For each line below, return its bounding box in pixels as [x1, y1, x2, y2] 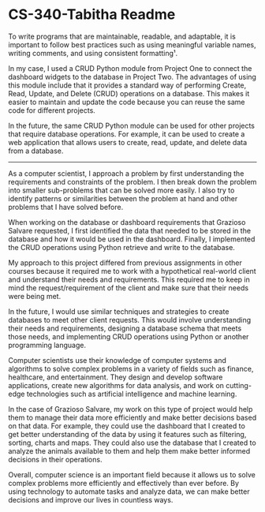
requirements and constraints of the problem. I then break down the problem [8, 177, 257, 186]
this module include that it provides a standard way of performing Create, [8, 80, 247, 90]
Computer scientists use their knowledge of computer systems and [8, 355, 227, 364]
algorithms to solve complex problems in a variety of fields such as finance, [8, 364, 254, 373]
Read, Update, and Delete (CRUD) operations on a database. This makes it [8, 88, 250, 98]
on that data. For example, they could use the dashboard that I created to [8, 420, 246, 431]
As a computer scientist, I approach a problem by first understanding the [8, 168, 244, 178]
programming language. [8, 340, 87, 349]
